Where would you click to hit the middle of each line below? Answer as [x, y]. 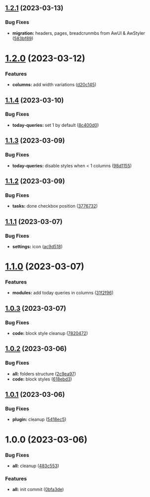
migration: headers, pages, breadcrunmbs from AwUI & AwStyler [79, 33]
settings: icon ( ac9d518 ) [37, 246]
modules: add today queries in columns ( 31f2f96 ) [63, 293]
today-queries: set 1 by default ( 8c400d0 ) [56, 125]
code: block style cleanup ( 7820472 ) [50, 333]
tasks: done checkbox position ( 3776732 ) [55, 206]
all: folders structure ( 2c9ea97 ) [44, 374]
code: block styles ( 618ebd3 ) [42, 379]
